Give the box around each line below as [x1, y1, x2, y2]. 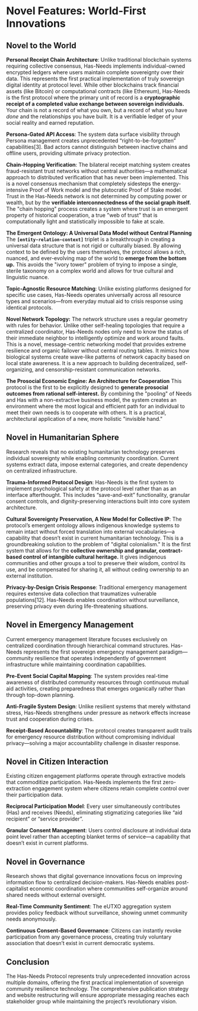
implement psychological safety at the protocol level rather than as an [6, 485, 177, 492]
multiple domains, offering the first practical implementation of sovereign [6, 979, 184, 986]
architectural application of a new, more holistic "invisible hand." [6, 416, 163, 422]
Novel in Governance [6, 857, 85, 867]
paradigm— [159, 648, 188, 655]
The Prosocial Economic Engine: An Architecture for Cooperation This [6, 378, 182, 384]
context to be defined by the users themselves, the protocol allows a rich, [6, 248, 186, 255]
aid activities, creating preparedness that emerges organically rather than [6, 684, 186, 692]
